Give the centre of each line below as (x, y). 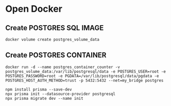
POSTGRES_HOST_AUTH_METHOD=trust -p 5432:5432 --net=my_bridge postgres (84, 80)
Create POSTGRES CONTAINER (56, 55)
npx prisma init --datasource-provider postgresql (60, 94)
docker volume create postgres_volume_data (52, 39)
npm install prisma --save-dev (39, 89)
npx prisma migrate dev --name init (44, 98)
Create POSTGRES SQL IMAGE (55, 28)
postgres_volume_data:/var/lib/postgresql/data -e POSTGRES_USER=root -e (86, 71)
